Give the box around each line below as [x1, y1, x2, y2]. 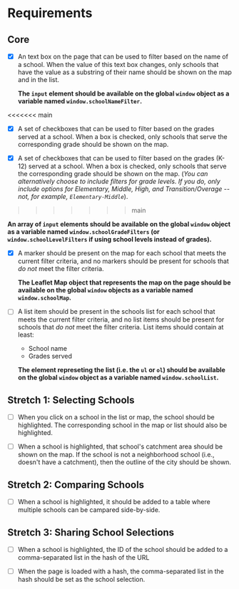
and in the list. [17, 76, 59, 84]
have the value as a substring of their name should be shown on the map [17, 68, 232, 76]
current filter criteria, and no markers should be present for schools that [17, 257, 230, 265]
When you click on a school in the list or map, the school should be [17, 413, 215, 421]
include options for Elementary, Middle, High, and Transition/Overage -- [17, 185, 230, 193]
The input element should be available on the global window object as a [17, 89, 230, 98]
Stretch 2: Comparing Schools [7, 478, 145, 491]
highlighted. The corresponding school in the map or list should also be [17, 421, 228, 429]
